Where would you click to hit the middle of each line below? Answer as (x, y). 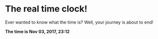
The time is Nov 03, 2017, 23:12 (38, 31)
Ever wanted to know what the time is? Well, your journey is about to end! (79, 22)
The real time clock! (46, 9)
